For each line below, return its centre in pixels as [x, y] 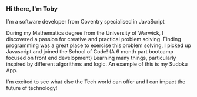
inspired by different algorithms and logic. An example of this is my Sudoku [97, 64]
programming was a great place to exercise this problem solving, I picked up [98, 45]
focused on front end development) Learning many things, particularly [91, 58]
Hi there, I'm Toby [32, 9]
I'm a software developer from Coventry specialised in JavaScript [85, 22]
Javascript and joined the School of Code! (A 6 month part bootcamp [90, 52]
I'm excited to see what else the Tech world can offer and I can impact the [96, 82]
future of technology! [32, 88]
